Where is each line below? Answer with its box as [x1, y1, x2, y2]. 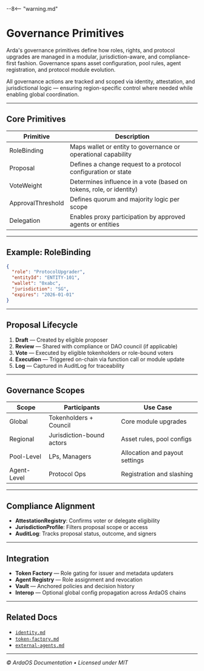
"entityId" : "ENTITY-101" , [12, 275, 80, 281]
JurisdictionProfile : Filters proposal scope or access [15, 524, 148, 531]
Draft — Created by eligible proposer [15, 336, 108, 343]
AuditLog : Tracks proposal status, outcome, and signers [15, 530, 157, 538]
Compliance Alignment [6, 501, 95, 511]
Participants [63, 403, 100, 412]
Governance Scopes [6, 385, 85, 395]
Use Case [143, 403, 172, 412]
